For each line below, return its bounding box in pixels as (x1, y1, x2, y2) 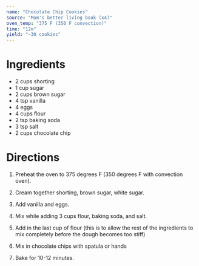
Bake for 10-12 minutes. (15, 254, 75, 261)
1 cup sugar (15, 84, 44, 92)
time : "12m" (6, 26, 36, 32)
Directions (6, 151, 59, 165)
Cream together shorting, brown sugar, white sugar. (15, 189, 144, 196)
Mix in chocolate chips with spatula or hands (15, 242, 127, 250)
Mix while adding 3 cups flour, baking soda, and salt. (15, 213, 147, 219)
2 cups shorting (15, 78, 55, 85)
